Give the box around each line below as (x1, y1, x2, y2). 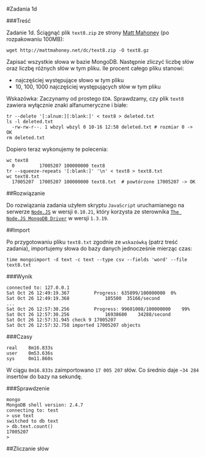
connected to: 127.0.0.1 (6, 285, 70, 291)
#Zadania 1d (6, 6, 37, 12)
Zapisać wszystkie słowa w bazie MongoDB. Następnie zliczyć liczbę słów (6, 58, 194, 65)
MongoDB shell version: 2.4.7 (6, 402, 84, 408)
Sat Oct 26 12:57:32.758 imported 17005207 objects (6, 322, 141, 328)
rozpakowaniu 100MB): (6, 36, 64, 42)
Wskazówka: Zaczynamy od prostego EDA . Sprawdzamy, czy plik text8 (6, 95, 184, 102)
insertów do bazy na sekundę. (6, 373, 83, 380)
